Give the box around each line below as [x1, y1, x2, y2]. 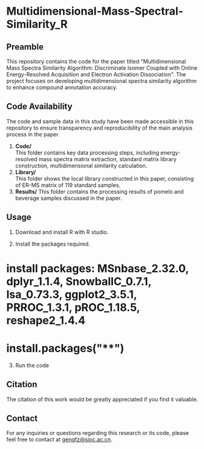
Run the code [15, 362, 49, 369]
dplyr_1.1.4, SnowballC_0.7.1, [6, 274, 151, 288]
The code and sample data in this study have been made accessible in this [6, 117, 194, 125]
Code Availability [6, 101, 73, 112]
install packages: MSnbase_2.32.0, [6, 261, 189, 276]
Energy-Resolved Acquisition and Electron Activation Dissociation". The [6, 71, 186, 78]
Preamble [6, 42, 44, 52]
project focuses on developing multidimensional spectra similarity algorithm [6, 78, 197, 84]
